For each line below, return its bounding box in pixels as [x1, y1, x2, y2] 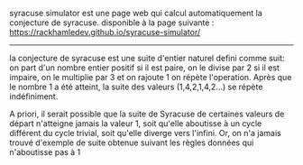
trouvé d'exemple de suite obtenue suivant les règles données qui [9, 137, 254, 148]
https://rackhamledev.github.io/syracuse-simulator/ [9, 27, 201, 37]
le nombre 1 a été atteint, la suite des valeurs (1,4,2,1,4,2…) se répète [9, 81, 263, 92]
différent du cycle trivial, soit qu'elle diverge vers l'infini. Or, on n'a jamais [9, 128, 281, 138]
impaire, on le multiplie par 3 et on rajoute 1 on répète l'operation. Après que [9, 72, 292, 82]
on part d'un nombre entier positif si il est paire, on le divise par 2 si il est [9, 62, 280, 73]
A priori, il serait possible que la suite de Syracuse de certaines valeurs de [9, 108, 285, 119]
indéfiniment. [9, 91, 59, 102]
